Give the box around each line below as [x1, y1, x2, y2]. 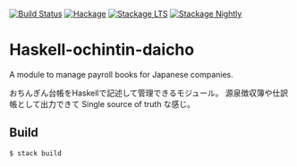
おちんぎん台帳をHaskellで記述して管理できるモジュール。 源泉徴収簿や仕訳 [9, 87, 289, 98]
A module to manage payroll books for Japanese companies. [9, 69, 234, 79]
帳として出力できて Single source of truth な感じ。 [9, 98, 195, 109]
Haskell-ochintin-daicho [9, 40, 195, 60]
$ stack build [9, 148, 63, 158]
